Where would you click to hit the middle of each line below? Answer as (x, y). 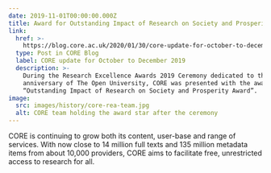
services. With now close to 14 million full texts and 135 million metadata (128, 144)
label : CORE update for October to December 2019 (100, 61)
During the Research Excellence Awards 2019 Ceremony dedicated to (138, 76)
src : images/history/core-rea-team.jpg (83, 105)
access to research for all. (52, 161)
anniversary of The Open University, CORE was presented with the (137, 83)
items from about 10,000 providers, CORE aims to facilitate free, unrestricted (135, 153)
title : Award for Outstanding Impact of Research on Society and (120, 23)
